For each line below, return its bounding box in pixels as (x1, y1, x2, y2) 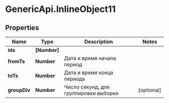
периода (63, 75, 86, 82)
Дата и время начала (63, 55, 117, 61)
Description (84, 38, 113, 45)
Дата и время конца (63, 69, 114, 76)
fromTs (8, 58, 25, 64)
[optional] (138, 86, 161, 93)
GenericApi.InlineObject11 (5, 3, 116, 15)
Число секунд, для (63, 83, 110, 90)
